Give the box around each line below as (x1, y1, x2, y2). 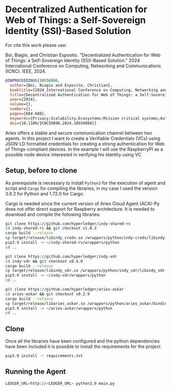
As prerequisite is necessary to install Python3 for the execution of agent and (5, 180, 166, 186)
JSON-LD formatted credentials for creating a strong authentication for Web (5, 141, 165, 147)
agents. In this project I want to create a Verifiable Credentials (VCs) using (5, 135, 160, 141)
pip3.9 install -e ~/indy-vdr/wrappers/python (5, 273, 106, 278)
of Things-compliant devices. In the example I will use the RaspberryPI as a (5, 146, 163, 152)
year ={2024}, (10, 97, 38, 102)
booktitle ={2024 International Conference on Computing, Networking (10, 88, 158, 93)
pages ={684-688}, (10, 111, 47, 117)
